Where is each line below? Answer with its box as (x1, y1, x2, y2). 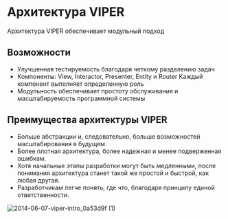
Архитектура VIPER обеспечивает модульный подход (7, 27, 165, 35)
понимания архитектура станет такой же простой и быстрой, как (16, 169, 209, 177)
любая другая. (16, 176, 60, 184)
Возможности (7, 47, 71, 58)
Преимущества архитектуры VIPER (7, 114, 168, 126)
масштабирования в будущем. (16, 139, 107, 148)
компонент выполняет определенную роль (16, 80, 144, 88)
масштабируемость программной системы (16, 94, 146, 102)
